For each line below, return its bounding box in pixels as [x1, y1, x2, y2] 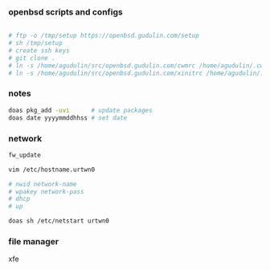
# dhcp [8, 195, 31, 203]
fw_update [8, 151, 42, 159]
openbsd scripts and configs [8, 6, 123, 18]
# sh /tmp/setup [8, 39, 63, 47]
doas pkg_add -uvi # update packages [8, 106, 153, 114]
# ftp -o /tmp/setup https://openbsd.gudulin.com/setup [8, 31, 199, 40]
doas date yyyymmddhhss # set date [8, 113, 128, 122]
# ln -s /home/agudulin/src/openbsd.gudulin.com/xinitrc [8, 69, 203, 77]
